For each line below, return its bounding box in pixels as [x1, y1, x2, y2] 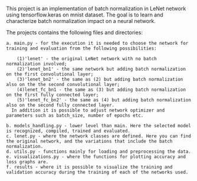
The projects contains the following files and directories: [6, 29, 143, 36]
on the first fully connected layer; [6, 92, 99, 98]
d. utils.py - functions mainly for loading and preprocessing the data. [6, 149, 192, 154]
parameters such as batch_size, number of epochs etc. [6, 113, 144, 119]
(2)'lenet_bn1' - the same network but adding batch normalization [17, 66, 186, 72]
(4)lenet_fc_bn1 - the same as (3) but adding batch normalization [17, 87, 186, 93]
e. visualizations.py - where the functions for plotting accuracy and [6, 154, 186, 160]
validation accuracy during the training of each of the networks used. [6, 169, 189, 175]
